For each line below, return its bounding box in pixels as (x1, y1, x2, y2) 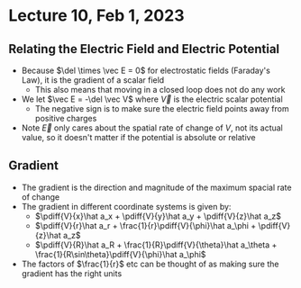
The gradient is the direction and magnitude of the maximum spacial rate (21, 182, 292, 193)
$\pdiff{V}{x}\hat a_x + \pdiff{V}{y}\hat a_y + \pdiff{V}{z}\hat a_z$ (34, 211, 281, 221)
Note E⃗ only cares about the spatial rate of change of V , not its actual (21, 122, 283, 133)
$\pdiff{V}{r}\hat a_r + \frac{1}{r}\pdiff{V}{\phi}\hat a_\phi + (34, 220, 257, 230)
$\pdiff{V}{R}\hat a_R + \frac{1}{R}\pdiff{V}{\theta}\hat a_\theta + (34, 239, 278, 250)
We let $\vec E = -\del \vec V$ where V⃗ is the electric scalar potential (21, 94, 283, 104)
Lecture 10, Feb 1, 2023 (8, 5, 185, 26)
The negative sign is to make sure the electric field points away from (34, 103, 289, 113)
